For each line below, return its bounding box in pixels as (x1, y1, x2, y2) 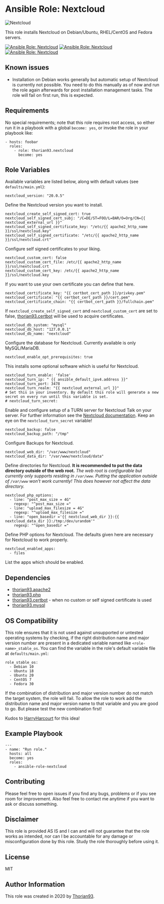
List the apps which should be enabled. (5, 559, 84, 565)
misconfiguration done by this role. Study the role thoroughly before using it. (5, 839, 159, 845)
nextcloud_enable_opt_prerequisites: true (5, 355, 93, 360)
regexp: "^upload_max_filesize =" (14, 510, 84, 515)
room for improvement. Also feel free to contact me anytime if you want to (5, 795, 155, 802)
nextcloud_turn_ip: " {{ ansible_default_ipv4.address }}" (5, 377, 128, 382)
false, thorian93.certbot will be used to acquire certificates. (5, 313, 125, 319)
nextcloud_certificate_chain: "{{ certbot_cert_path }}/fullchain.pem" (5, 299, 154, 304)
